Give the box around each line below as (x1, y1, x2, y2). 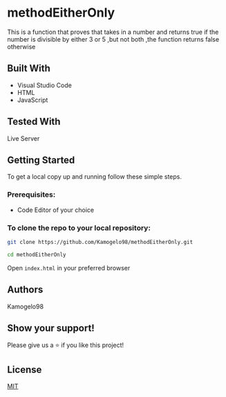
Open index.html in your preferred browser (7, 263, 131, 272)
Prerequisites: (7, 190, 56, 200)
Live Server (7, 134, 40, 143)
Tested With (7, 116, 61, 127)
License (7, 364, 42, 376)
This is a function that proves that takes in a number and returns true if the (7, 28, 219, 36)
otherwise (7, 42, 36, 51)
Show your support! (7, 322, 95, 334)
